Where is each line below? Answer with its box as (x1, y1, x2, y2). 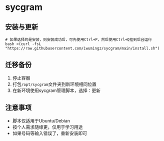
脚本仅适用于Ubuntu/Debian (12, 117, 70, 123)
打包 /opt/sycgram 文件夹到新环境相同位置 (12, 81, 96, 87)
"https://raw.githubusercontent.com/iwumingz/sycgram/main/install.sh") (5, 46, 160, 51)
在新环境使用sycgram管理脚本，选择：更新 (12, 87, 101, 93)
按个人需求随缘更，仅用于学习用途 (12, 124, 83, 130)
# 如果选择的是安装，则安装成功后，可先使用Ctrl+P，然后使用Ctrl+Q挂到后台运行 (5, 37, 152, 42)
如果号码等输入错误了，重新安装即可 (12, 130, 87, 136)
